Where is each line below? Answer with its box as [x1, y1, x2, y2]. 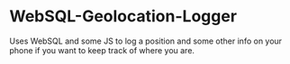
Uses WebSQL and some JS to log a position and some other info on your [9, 36, 282, 46]
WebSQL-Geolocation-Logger [9, 6, 237, 27]
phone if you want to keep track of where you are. [9, 44, 195, 55]
